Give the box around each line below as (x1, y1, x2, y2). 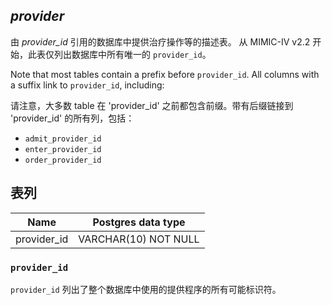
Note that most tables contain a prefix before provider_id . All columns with (10, 68, 320, 80)
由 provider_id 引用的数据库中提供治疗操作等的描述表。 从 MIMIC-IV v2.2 (10, 35, 311, 48)
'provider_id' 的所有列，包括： (10, 112, 135, 124)
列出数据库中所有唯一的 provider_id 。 (53, 48, 212, 60)
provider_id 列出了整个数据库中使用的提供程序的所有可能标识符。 (10, 283, 282, 295)
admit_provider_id (24, 134, 102, 144)
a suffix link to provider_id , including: (10, 79, 165, 91)
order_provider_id (24, 155, 102, 165)
